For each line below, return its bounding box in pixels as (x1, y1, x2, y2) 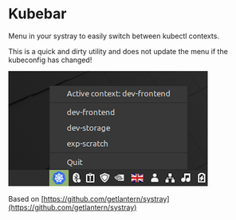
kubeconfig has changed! (8, 55, 92, 65)
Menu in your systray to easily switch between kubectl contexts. (8, 31, 219, 41)
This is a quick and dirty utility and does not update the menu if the (8, 46, 229, 56)
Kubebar (8, 5, 67, 23)
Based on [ (8, 194, 44, 203)
